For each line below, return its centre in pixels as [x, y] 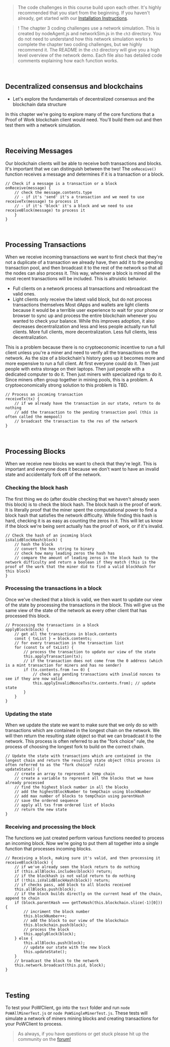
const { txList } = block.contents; [53, 638]
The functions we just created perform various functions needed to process [85, 838]
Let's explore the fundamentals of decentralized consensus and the [83, 99]
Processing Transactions [46, 245]
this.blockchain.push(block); [55, 925]
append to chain [22, 898]
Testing [18, 995]
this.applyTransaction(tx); [53, 656]
